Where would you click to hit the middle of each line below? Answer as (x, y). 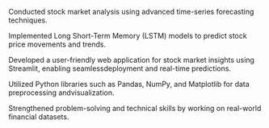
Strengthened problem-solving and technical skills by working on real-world (135, 108)
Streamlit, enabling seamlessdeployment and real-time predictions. (120, 68)
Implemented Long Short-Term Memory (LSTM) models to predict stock (128, 36)
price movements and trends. (57, 44)
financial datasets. (39, 117)
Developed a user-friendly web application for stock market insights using (131, 60)
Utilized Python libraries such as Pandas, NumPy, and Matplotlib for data (129, 84)
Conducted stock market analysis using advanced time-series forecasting (131, 12)
